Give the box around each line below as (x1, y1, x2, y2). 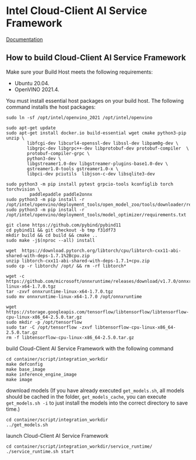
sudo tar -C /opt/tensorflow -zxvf (6, 324, 93, 330)
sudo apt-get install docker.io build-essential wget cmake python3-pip (6, 130, 187, 136)
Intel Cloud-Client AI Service (6, 4, 148, 18)
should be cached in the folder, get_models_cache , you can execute (6, 393, 167, 400)
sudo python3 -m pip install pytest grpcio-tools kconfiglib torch (6, 181, 174, 187)
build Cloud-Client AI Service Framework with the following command (6, 345, 174, 352)
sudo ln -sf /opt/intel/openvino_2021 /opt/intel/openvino (6, 115, 153, 120)
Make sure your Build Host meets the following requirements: (6, 68, 153, 75)
